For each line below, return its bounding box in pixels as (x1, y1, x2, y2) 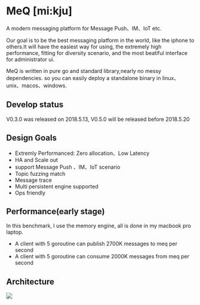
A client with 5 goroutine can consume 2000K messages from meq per (14, 253, 190, 260)
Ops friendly (14, 189, 46, 196)
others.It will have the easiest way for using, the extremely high (6, 43, 162, 50)
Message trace (14, 176, 52, 184)
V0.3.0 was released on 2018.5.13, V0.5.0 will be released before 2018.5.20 (6, 115, 190, 123)
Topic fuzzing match (14, 170, 66, 177)
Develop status (6, 100, 64, 110)
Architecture (6, 276, 55, 286)
